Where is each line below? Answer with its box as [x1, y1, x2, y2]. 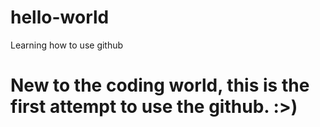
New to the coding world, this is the [10, 74, 310, 97]
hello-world [10, 6, 110, 29]
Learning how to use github [10, 39, 124, 51]
